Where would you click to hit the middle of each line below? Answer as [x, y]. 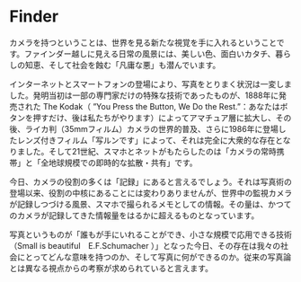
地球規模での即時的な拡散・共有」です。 [123, 163]
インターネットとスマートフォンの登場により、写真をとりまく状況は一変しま [150, 84]
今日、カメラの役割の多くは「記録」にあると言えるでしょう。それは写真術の [150, 181]
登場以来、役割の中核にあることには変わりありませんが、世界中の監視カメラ [151, 193]
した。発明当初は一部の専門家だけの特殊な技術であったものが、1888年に [144, 95]
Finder [34, 17]
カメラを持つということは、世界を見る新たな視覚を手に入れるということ [143, 42]
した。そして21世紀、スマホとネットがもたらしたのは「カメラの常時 [150, 151]
